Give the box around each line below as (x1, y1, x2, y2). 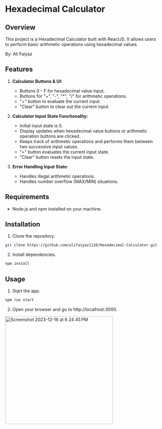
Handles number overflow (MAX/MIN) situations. (19, 179, 119, 184)
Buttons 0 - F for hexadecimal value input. (19, 88, 105, 94)
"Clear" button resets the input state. (19, 154, 95, 160)
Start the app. (12, 288, 40, 294)
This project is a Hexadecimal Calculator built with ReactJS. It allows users (5, 36, 157, 42)
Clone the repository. (12, 233, 55, 239)
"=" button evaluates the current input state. (19, 149, 109, 155)
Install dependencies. (12, 251, 56, 257)
